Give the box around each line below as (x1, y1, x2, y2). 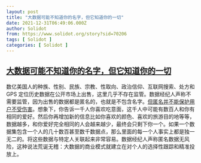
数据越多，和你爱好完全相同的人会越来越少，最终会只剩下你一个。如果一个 (6, 120, 190, 128)
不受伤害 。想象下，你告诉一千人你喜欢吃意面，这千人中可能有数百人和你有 (11, 105, 195, 113)
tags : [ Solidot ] (6, 37, 52, 43)
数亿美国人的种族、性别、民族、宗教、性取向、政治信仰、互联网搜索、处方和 (6, 83, 195, 90)
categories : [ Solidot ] (6, 43, 68, 49)
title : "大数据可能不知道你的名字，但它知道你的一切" (6, 14, 124, 20)
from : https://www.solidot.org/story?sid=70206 (6, 31, 127, 37)
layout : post (6, 8, 39, 15)
